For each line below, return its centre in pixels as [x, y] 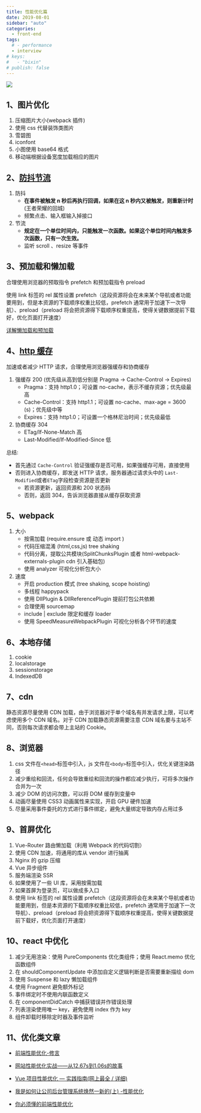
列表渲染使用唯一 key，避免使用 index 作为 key [73, 1009]
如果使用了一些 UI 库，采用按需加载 [58, 883]
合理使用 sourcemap [49, 606]
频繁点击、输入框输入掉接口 [58, 216]
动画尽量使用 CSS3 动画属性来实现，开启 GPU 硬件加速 [83, 801]
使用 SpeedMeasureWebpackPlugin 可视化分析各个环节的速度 [100, 621]
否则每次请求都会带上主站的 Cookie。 [63, 727]
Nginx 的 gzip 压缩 [38, 860]
